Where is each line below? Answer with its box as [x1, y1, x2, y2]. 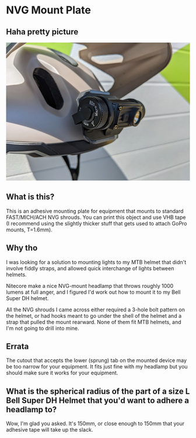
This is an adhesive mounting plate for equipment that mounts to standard [6, 207, 184, 214]
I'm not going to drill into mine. [6, 325, 79, 332]
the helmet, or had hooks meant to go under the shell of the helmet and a [6, 312, 182, 319]
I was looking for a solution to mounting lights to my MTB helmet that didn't [6, 258, 187, 266]
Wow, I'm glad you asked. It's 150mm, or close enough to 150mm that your [6, 420, 185, 427]
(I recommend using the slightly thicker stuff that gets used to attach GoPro [6, 220, 187, 227]
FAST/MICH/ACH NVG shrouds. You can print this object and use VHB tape [6, 214, 186, 221]
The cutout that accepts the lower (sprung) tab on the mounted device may [6, 357, 187, 364]
